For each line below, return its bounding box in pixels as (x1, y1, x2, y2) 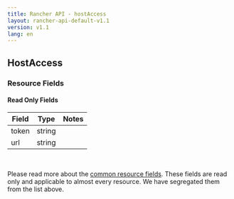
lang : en (7, 30, 33, 38)
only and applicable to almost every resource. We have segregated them (7, 177, 220, 185)
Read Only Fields (7, 96, 58, 104)
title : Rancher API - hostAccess (7, 10, 107, 18)
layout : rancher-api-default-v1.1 (7, 17, 110, 24)
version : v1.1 (7, 24, 50, 31)
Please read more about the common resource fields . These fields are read (7, 169, 228, 178)
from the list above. (7, 185, 64, 193)
